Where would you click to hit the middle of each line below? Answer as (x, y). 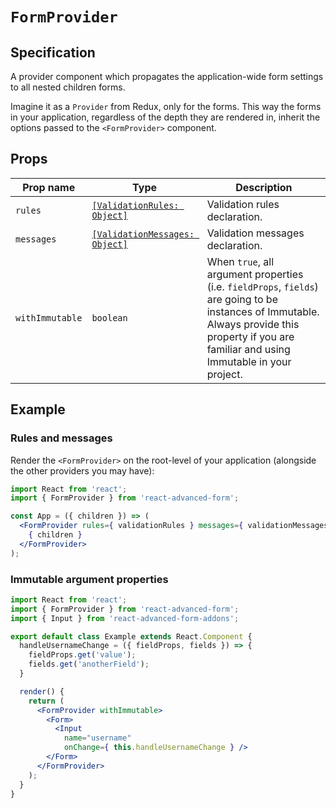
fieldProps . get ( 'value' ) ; (82, 655)
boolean (109, 317)
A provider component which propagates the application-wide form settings (167, 76)
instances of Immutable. (263, 311)
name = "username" (97, 738)
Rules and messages (61, 438)
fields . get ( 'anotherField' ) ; (89, 664)
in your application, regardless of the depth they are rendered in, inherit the (165, 117)
